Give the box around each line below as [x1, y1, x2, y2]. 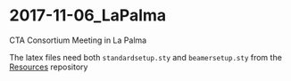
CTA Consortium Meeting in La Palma [9, 35, 147, 45]
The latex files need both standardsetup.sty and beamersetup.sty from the [9, 52, 283, 62]
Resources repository [9, 61, 88, 72]
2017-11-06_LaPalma [9, 5, 167, 26]
